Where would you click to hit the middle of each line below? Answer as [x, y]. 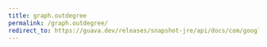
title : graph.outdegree [48, 16]
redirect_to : [30, 30]
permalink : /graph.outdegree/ [58, 23]
